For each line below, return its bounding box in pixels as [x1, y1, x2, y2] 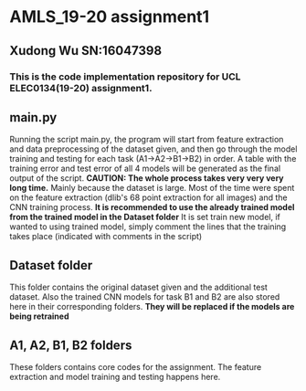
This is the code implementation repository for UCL [9, 70, 241, 83]
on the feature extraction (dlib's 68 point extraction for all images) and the [9, 192, 288, 203]
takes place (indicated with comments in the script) [9, 231, 203, 242]
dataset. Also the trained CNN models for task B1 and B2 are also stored [9, 291, 280, 302]
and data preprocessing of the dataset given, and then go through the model [9, 143, 298, 154]
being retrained [9, 311, 69, 322]
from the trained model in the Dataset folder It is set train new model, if [9, 212, 281, 223]
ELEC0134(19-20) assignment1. [9, 81, 153, 94]
